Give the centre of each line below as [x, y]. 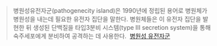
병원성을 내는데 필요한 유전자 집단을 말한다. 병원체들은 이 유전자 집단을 [107, 19]
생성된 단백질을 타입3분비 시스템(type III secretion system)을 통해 [122, 27]
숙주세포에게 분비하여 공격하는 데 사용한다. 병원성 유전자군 [91, 36]
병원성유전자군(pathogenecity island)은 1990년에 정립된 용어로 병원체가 [110, 10]
